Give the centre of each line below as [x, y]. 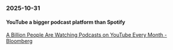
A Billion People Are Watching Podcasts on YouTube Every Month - [87, 35]
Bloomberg [19, 41]
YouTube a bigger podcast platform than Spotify [66, 22]
